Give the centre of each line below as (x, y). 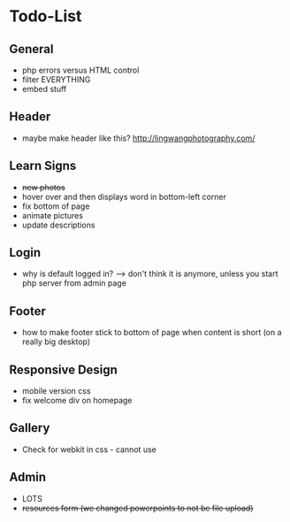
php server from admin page (74, 283)
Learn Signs (43, 166)
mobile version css (56, 391)
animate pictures (53, 215)
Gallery (30, 428)
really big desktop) (56, 342)
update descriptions (58, 225)
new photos (43, 187)
